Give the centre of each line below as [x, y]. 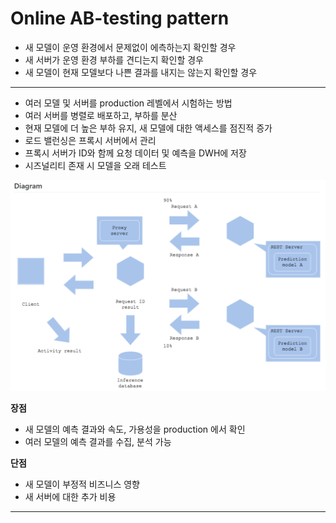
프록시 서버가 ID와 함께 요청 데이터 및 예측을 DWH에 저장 [135, 153]
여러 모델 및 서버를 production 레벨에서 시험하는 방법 [128, 103]
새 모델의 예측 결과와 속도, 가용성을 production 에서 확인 [135, 429]
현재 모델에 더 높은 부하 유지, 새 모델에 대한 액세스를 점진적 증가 [148, 128]
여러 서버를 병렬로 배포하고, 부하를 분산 [101, 115]
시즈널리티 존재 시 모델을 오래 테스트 [95, 165]
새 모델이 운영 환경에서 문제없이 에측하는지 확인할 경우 [130, 47]
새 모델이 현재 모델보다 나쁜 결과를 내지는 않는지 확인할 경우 [141, 72]
